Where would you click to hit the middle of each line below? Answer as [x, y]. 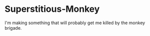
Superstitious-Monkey [52, 9]
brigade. [13, 28]
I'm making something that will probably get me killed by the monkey [75, 23]
